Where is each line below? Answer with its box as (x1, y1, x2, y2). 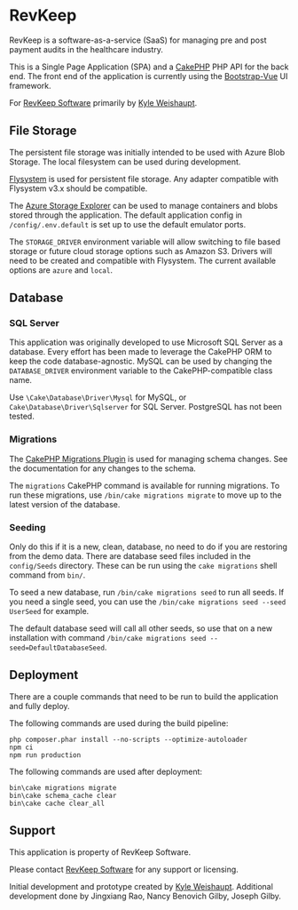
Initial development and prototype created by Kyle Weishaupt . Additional (9, 881, 273, 891)
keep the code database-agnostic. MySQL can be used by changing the (9, 356, 272, 367)
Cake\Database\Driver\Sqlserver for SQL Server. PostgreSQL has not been (9, 402, 282, 412)
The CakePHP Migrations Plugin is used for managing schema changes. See (9, 453, 288, 464)
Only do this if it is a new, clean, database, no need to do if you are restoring (9, 541, 288, 552)
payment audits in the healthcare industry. (9, 44, 164, 54)
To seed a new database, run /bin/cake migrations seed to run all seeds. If (9, 587, 285, 598)
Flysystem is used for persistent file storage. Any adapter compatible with (9, 173, 279, 184)
